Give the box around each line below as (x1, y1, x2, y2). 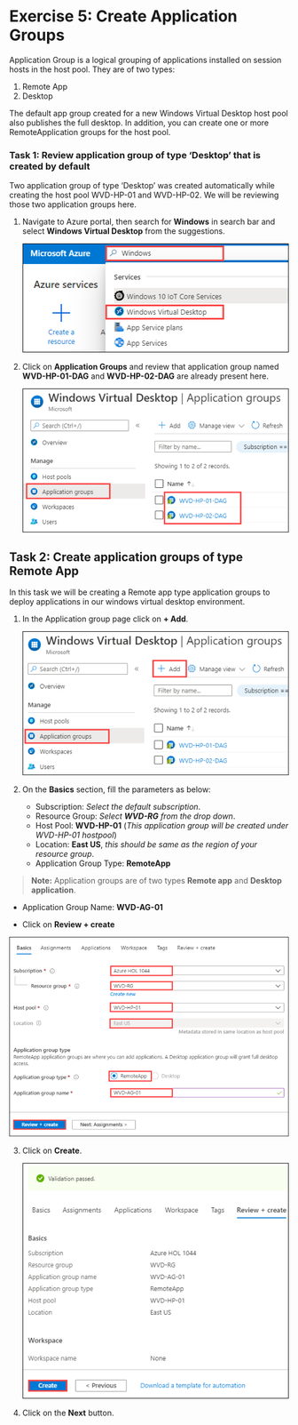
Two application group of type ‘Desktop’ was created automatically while (9, 180, 275, 191)
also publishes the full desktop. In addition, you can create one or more (9, 117, 270, 128)
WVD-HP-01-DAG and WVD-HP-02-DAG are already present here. (21, 371, 269, 381)
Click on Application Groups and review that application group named (21, 361, 279, 372)
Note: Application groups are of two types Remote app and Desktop (30, 876, 282, 886)
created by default (9, 160, 90, 172)
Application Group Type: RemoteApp (35, 858, 171, 869)
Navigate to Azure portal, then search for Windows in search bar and (21, 216, 276, 228)
